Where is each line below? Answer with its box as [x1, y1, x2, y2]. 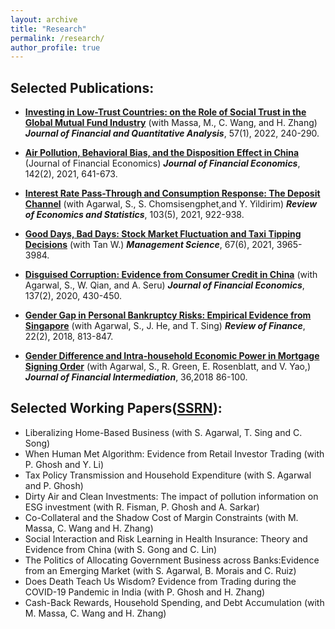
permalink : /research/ [10, 33, 105, 43]
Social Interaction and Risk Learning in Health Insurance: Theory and [24, 532, 308, 545]
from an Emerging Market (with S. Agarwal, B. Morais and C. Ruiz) [24, 564, 297, 576]
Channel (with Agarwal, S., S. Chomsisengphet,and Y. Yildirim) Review [24, 198, 318, 210]
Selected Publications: [10, 79, 155, 96]
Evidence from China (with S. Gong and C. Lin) [24, 543, 218, 555]
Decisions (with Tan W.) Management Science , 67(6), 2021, [24, 239, 275, 251]
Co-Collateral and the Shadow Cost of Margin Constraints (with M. [24, 511, 299, 523]
